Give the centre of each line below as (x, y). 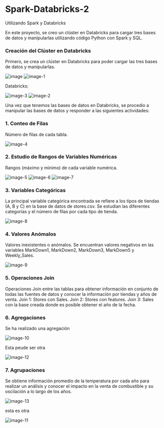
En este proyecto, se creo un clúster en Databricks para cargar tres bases (81, 32)
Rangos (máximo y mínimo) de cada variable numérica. (61, 168)
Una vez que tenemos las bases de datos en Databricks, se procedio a (77, 105)
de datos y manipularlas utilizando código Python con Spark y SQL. (74, 38)
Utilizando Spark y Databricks (35, 23)
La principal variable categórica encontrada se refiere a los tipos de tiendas (82, 201)
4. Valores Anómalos (31, 234)
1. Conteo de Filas (27, 124)
